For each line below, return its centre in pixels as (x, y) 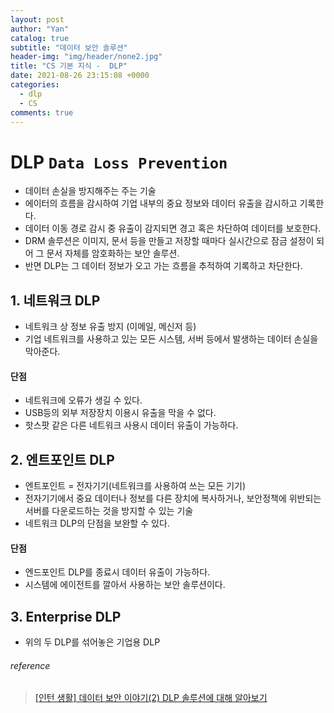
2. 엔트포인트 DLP (62, 459)
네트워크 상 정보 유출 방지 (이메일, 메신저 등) (110, 327)
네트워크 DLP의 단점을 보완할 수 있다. (97, 523)
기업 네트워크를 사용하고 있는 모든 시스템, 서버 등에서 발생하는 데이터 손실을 (171, 339)
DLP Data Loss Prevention (119, 162)
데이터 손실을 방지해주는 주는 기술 (90, 191)
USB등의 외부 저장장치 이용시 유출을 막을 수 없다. (120, 413)
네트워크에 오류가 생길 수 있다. (83, 400)
